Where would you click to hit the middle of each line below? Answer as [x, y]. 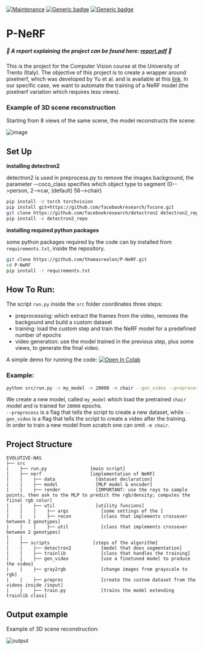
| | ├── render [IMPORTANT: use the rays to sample [97, 490]
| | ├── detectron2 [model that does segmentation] [94, 548]
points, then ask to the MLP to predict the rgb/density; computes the [98, 495]
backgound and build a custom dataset [64, 322]
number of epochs [38, 335]
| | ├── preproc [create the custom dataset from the [101, 580]
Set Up [19, 151]
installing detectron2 [33, 166]
